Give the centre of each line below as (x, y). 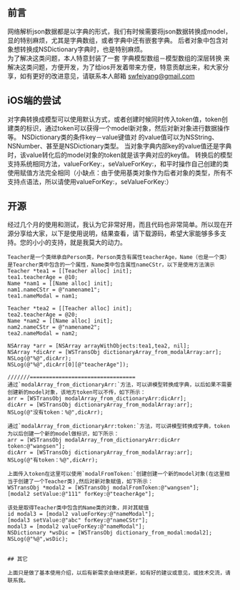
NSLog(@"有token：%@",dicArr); (53, 460)
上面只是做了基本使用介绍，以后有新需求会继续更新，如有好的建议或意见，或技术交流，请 (119, 573)
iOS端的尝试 (34, 101)
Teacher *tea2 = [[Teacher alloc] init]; (70, 309)
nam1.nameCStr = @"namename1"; (54, 290)
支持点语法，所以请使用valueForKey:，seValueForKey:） (90, 181)
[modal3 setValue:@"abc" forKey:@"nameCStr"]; (78, 520)
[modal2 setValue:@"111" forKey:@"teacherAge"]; (81, 494)
